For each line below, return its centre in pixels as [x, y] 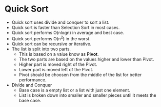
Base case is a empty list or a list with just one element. [74, 90]
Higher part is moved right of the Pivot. [58, 64]
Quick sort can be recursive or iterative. [51, 44]
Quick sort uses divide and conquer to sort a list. [60, 22]
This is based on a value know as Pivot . [59, 54]
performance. [33, 80]
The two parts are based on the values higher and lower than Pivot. [86, 59]
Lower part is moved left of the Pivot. [56, 69]
